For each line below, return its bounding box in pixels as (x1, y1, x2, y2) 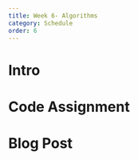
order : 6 (8, 26, 37, 34)
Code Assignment (8, 98, 130, 116)
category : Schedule (8, 19, 73, 27)
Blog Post (8, 134, 73, 152)
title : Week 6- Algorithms (8, 11, 98, 20)
